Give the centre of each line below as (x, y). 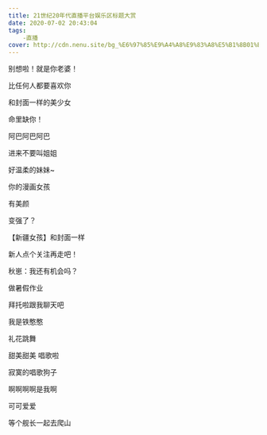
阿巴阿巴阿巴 (29, 137)
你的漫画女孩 (29, 187)
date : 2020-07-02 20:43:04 (53, 23)
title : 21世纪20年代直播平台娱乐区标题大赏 (72, 15)
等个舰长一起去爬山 (40, 423)
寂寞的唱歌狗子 (33, 372)
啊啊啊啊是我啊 (33, 389)
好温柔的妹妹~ (32, 170)
